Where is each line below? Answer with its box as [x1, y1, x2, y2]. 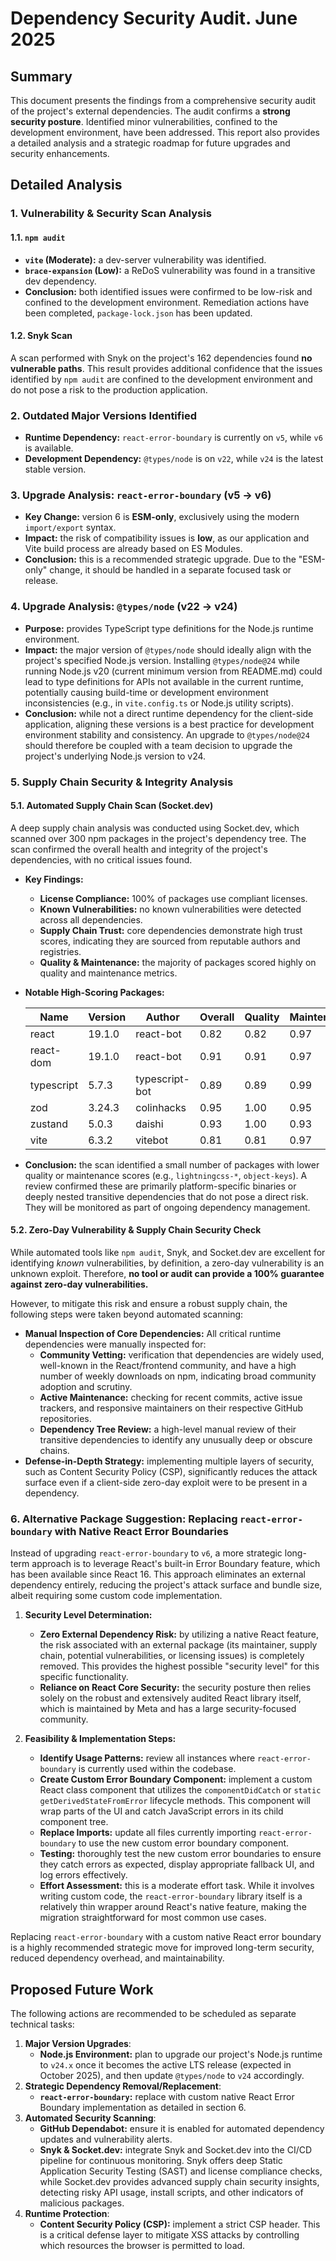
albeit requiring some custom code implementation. [10, 1590, 223, 1602]
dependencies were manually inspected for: [24, 1338, 207, 1350]
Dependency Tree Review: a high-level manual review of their [39, 1423, 297, 1435]
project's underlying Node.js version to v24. [24, 750, 207, 762]
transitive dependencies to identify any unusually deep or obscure [39, 1433, 313, 1446]
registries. [39, 945, 82, 957]
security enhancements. [10, 148, 110, 159]
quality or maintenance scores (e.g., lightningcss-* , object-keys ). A [24, 1169, 308, 1181]
